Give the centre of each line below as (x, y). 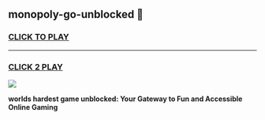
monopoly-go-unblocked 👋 (76, 15)
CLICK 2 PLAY (35, 66)
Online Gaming (33, 107)
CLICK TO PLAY (39, 37)
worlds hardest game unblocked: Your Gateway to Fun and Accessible (125, 99)
